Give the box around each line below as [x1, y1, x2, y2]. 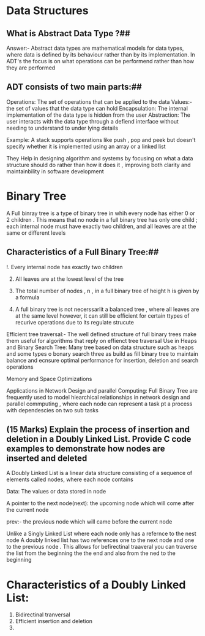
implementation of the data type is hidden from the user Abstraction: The [6, 111, 191, 119]
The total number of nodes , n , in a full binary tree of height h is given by [15, 287, 199, 294]
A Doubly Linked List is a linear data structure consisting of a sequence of [6, 469, 193, 477]
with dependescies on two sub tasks [6, 406, 99, 414]
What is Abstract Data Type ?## [6, 28, 130, 39]
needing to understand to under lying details [6, 124, 118, 132]
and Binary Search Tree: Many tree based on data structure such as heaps [6, 344, 194, 351]
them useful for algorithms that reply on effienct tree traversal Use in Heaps [6, 337, 197, 344]
